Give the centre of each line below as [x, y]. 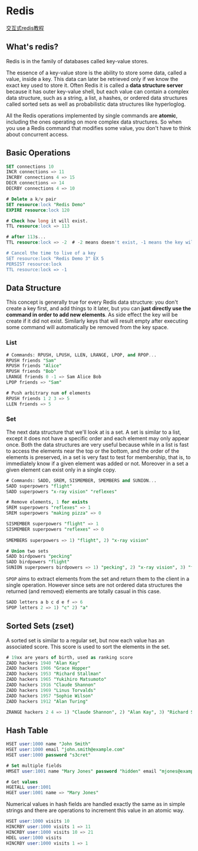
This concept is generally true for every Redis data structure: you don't [92, 302]
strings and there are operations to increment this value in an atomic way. [95, 810]
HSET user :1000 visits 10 [38, 821]
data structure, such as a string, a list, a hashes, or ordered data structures [97, 98]
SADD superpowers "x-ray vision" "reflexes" [62, 492]
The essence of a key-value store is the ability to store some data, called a [96, 73]
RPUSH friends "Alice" [34, 366]
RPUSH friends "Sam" [32, 360]
